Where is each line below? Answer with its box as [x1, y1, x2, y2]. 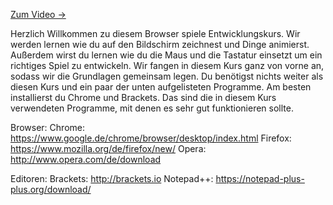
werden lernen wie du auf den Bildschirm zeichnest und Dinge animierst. [10, 39, 310, 50]
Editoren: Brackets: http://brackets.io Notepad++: [10, 173, 214, 184]
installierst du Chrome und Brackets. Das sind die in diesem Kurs [10, 92, 277, 103]
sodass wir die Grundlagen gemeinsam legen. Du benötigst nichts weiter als [10, 70, 324, 82]
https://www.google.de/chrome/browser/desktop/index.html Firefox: [10, 132, 292, 144]
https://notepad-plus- [215, 173, 305, 184]
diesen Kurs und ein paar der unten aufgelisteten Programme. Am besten [10, 81, 312, 93]
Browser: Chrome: [10, 122, 85, 133]
